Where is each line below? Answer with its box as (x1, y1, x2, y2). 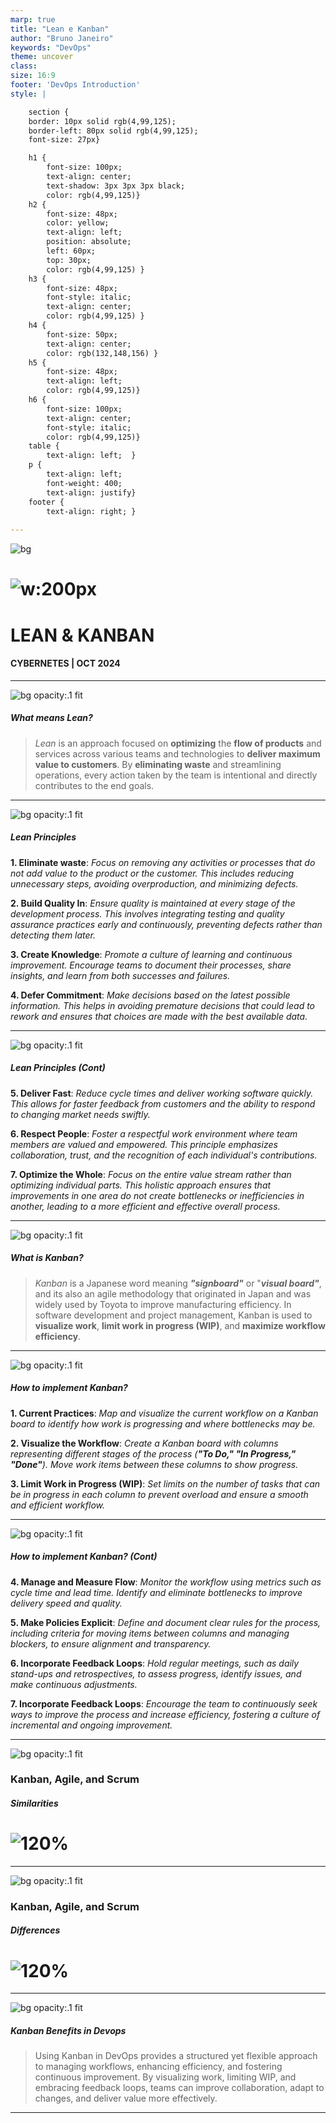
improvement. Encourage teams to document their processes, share (10, 959, 292, 971)
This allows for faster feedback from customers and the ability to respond (10, 1097, 316, 1110)
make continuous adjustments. (10, 1678, 138, 1690)
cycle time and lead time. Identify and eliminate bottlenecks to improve (10, 1586, 303, 1598)
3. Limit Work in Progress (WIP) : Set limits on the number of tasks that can (10, 1477, 321, 1490)
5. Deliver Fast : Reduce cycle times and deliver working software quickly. (10, 1087, 314, 1099)
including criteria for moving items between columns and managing (10, 1627, 290, 1639)
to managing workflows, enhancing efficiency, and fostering (34, 2061, 283, 2073)
